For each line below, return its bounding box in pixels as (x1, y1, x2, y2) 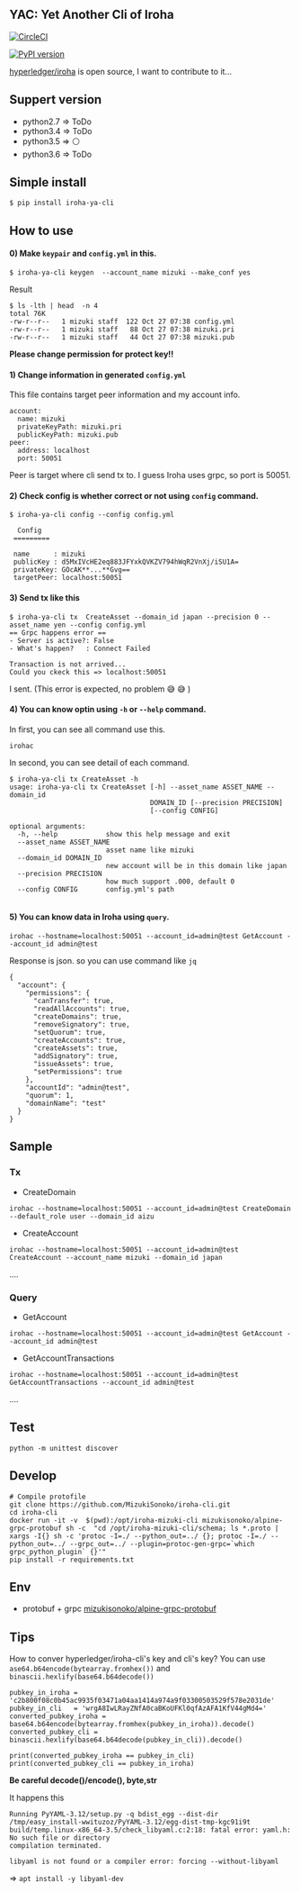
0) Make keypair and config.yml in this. (9, 248, 157, 259)
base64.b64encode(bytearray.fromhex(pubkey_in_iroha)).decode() (9, 1720, 255, 1729)
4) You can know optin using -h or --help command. (9, 704, 207, 715)
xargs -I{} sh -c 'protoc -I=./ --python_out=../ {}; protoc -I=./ (9, 1531, 268, 1541)
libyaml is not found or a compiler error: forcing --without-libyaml (9, 1857, 279, 1867)
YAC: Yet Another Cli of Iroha (9, 7, 174, 23)
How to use (9, 222, 74, 238)
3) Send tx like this (9, 593, 81, 603)
